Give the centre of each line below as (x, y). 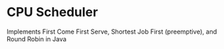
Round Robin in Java (37, 38)
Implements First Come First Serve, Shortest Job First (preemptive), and (112, 31)
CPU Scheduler (52, 12)
